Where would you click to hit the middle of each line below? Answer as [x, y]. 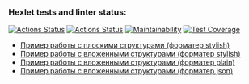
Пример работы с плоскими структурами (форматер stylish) [125, 45]
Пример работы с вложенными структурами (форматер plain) [128, 62]
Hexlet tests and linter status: [68, 12]
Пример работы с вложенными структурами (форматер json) [126, 71]
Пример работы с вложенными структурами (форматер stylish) [130, 54]
